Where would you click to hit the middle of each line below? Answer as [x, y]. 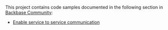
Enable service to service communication [56, 22]
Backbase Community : [29, 12]
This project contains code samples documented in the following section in [84, 7]
